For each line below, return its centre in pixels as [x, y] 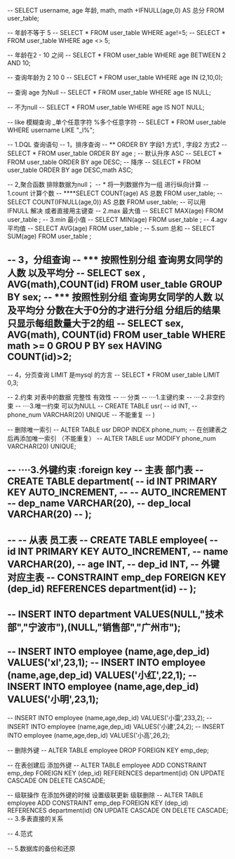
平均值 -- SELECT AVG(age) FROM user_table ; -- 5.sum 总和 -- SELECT [111, 228]
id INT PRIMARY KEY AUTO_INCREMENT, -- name [118, 551]
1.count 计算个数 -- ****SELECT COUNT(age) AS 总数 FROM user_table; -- [115, 193]
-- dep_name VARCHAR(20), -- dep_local [99, 504]
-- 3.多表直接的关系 [35, 818]
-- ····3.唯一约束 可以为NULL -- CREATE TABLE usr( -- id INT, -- [106, 406]
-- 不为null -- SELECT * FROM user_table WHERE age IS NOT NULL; [106, 107]
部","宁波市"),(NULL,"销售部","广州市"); [94, 627]
